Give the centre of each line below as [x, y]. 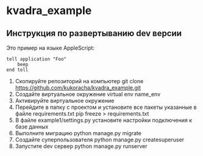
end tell [17, 70]
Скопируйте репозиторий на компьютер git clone [79, 81]
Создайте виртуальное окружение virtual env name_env [88, 94]
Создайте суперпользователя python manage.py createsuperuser [100, 139]
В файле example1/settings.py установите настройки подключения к [104, 120]
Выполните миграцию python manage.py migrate [78, 133]
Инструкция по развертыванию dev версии [94, 33]
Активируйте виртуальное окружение [65, 101]
